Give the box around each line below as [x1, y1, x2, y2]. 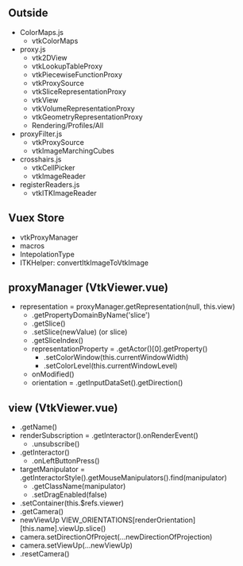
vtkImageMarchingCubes [31, 146, 115, 155]
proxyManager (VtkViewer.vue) [8, 281, 169, 295]
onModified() [31, 369, 75, 379]
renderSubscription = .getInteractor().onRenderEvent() [19, 431, 199, 440]
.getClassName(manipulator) [31, 482, 126, 491]
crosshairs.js [19, 154, 62, 164]
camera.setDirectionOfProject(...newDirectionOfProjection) [19, 533, 213, 542]
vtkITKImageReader [31, 188, 97, 197]
